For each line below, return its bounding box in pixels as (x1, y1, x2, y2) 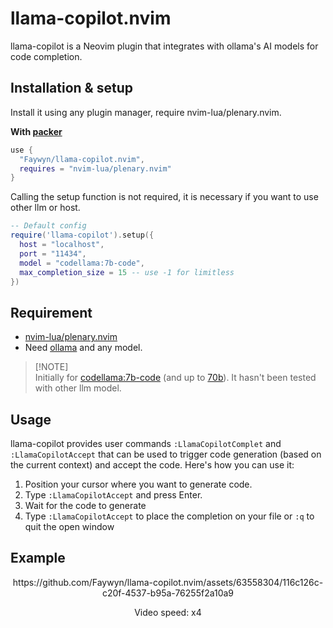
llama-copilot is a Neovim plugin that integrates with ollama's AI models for (10, 40, 319, 52)
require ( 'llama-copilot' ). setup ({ (10, 230, 155, 241)
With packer (10, 125, 63, 137)
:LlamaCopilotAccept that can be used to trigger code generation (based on (10, 448, 322, 460)
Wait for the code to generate (24, 500, 147, 511)
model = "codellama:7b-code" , (19, 258, 145, 268)
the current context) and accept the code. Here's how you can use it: (10, 459, 295, 471)
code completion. (10, 50, 83, 62)
